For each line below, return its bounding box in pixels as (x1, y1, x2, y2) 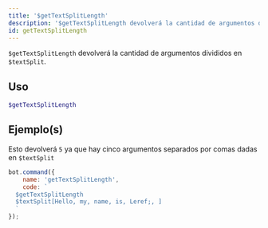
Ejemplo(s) (8, 123, 64, 136)
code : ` (22, 183, 48, 191)
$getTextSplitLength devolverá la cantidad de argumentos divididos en (8, 49, 242, 58)
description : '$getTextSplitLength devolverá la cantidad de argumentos (8, 19, 255, 27)
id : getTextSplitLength (8, 26, 88, 34)
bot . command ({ (8, 168, 56, 176)
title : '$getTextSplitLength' (8, 11, 109, 20)
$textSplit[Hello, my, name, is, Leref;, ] (15, 198, 162, 206)
